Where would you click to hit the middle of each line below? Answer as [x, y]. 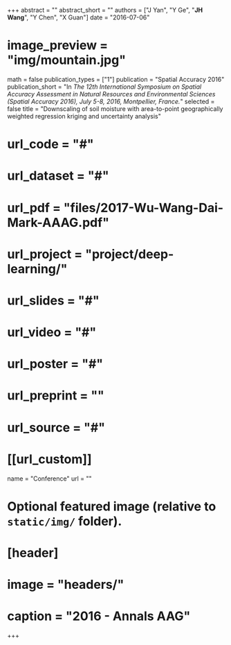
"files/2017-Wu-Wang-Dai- [143, 208]
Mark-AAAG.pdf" [58, 222]
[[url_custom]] [49, 459]
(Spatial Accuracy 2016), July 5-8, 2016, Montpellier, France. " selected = [111, 101]
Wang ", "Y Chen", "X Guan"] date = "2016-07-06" [78, 17]
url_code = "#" [51, 144]
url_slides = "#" [53, 300]
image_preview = [58, 45]
